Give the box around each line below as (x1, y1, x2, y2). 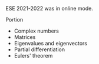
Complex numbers (14, 27, 60, 34)
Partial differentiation (14, 46, 65, 53)
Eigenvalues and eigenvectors (14, 40, 88, 47)
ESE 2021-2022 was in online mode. (5, 5, 94, 12)
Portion (5, 16, 24, 23)
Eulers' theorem (14, 52, 53, 59)
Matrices (14, 34, 36, 40)
